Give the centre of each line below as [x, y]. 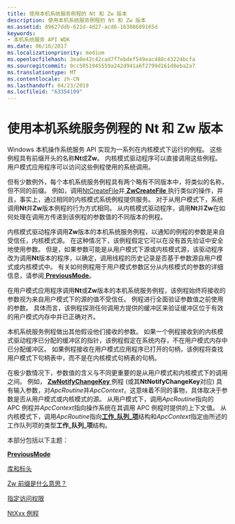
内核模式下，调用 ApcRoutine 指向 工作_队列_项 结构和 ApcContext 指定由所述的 [117, 417]
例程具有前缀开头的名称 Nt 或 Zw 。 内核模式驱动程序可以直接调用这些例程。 [114, 158]
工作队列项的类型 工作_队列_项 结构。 [59, 425]
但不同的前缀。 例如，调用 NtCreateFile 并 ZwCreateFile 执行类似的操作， [112, 191]
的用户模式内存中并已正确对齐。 [53, 317]
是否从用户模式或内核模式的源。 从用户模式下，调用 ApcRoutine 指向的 [114, 399]
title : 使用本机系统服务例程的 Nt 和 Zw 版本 [67, 14]
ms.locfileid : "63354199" [45, 92]
